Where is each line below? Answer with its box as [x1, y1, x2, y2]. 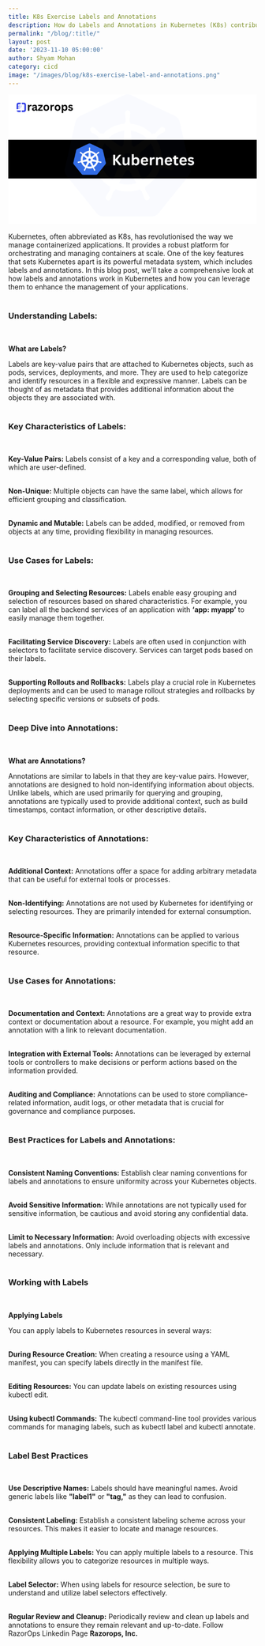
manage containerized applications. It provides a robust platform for [8, 240, 230, 250]
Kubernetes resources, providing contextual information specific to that [8, 938, 241, 948]
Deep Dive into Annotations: [8, 723, 118, 734]
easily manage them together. [8, 613, 105, 623]
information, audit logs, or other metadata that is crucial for [32, 1098, 225, 1108]
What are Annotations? [8, 756, 86, 765]
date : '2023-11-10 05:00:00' [8, 46, 104, 55]
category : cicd [8, 63, 58, 71]
